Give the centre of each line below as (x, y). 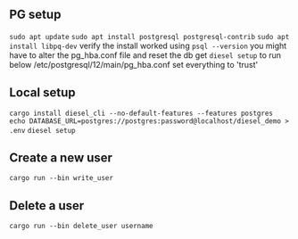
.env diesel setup (42, 130)
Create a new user (61, 158)
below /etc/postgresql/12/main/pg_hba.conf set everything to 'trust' (134, 64)
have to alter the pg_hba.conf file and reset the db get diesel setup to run (145, 55)
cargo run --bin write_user (62, 178)
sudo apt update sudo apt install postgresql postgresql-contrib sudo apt (149, 37)
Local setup (42, 93)
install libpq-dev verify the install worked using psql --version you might (148, 45)
